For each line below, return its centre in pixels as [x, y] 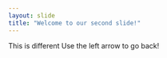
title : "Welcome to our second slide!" [75, 23]
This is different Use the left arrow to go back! [84, 45]
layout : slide [32, 15]
